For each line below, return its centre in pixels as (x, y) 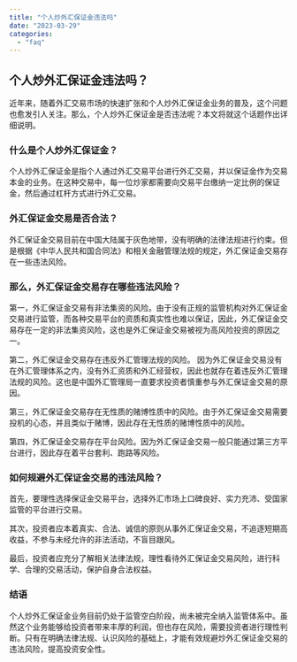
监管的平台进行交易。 (48, 510)
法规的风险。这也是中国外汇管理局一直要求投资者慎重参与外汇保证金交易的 (145, 381)
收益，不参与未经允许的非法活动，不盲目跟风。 (94, 540)
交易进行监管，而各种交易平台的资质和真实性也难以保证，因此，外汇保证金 (145, 319)
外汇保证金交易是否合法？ (64, 219)
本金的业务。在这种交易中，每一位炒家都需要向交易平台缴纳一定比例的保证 (145, 182)
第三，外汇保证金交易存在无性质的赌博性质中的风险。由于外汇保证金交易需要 (148, 412)
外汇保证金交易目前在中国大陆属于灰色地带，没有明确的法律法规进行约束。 (145, 239)
